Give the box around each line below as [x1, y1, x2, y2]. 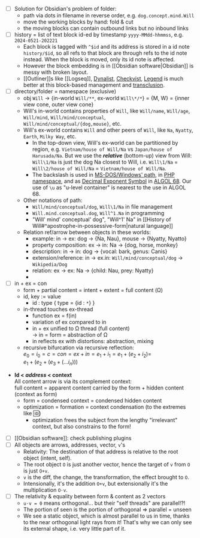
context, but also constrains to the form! [32, 423, 131, 430]
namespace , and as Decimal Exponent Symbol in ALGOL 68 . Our [32, 177, 192, 185]
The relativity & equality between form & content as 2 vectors [14, 492, 166, 500]
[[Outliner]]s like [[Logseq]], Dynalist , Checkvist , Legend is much [23, 75, 184, 82]
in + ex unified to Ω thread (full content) [32, 325, 130, 332]
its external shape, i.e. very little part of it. [23, 525, 126, 533]
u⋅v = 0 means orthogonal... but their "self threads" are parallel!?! [23, 500, 186, 507]
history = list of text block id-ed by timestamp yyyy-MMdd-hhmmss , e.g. [14, 31, 184, 38]
